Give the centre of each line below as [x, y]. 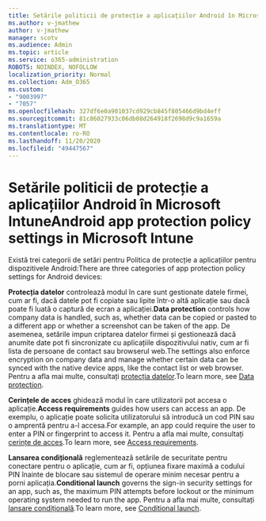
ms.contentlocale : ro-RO [49, 133]
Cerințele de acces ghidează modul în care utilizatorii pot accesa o [118, 400]
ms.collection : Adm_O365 [49, 82]
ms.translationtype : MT [47, 126]
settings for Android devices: [55, 277]
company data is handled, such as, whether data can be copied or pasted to [133, 317]
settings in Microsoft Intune [101, 238]
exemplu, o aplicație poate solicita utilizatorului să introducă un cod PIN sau [131, 417]
